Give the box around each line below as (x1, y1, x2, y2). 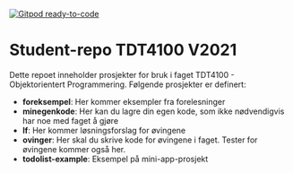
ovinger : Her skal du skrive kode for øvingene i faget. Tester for (22, 134, 258, 145)
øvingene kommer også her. (22, 143, 126, 154)
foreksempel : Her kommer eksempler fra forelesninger (22, 96, 226, 107)
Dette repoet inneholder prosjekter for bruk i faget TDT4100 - (9, 69, 235, 80)
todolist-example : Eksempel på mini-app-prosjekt (22, 153, 209, 164)
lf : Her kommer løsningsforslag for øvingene (22, 125, 186, 135)
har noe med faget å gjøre (22, 115, 119, 125)
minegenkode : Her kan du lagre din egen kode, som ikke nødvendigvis (22, 106, 285, 117)
